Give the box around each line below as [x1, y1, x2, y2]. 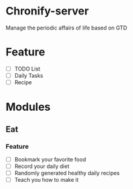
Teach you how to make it [14, 176, 79, 184]
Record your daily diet [14, 163, 70, 170]
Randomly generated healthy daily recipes [14, 170, 120, 177]
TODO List [14, 65, 41, 72]
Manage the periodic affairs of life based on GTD [5, 24, 128, 31]
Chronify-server [5, 4, 89, 18]
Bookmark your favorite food [14, 155, 86, 163]
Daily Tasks [14, 72, 44, 79]
